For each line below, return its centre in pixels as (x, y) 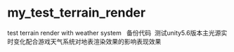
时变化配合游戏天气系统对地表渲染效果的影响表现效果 (84, 41)
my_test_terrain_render (77, 13)
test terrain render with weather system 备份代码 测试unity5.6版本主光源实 (117, 33)
